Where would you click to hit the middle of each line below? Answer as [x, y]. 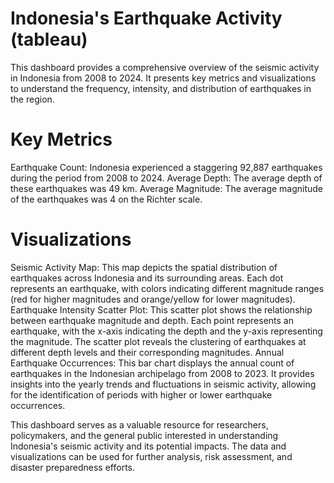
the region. [32, 99]
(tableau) [49, 39]
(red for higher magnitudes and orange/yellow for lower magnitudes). [153, 299]
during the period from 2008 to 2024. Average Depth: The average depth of [166, 178]
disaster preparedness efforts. [73, 467]
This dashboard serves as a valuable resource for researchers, [139, 424]
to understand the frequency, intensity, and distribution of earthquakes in [161, 88]
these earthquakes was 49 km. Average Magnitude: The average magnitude [167, 188]
